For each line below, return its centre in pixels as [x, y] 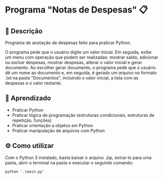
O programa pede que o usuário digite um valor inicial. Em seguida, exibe [78, 52]
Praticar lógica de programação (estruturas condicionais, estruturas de [83, 115]
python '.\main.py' [25, 171]
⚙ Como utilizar [29, 146]
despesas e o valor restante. [34, 83]
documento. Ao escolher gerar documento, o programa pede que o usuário [81, 67]
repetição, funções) [32, 120]
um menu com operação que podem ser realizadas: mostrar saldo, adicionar [82, 57]
